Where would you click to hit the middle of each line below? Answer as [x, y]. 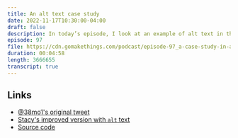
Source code [36, 127]
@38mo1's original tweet [53, 112]
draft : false [27, 27]
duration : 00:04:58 [36, 54]
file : [15, 47]
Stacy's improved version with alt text [74, 120]
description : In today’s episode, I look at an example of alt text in [115, 34]
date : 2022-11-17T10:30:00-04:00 [57, 21]
